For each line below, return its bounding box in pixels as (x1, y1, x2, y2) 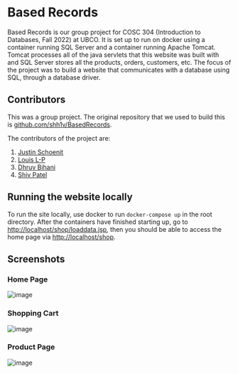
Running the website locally (7, 191, 133, 203)
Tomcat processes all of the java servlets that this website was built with (7, 50, 220, 59)
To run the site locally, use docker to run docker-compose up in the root (7, 210, 212, 218)
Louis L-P (17, 155, 46, 164)
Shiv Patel (17, 170, 48, 178)
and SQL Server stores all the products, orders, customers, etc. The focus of (7, 58, 232, 66)
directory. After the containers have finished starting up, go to (7, 218, 188, 226)
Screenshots (7, 253, 65, 265)
